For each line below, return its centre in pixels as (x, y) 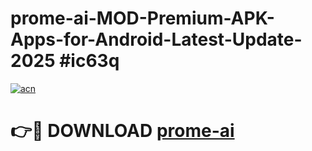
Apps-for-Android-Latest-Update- (156, 39)
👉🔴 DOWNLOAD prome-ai (122, 131)
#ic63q (89, 61)
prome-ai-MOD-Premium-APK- (142, 18)
